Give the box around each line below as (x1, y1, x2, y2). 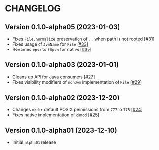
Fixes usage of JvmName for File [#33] (12, 41, 89, 47)
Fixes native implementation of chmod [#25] (12, 112, 100, 118)
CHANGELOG (5, 3, 61, 14)
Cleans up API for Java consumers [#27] (12, 74, 95, 80)
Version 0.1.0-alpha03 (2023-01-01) (5, 60, 119, 69)
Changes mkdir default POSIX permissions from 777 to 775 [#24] (12, 106, 143, 112)
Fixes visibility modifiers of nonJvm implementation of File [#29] (12, 79, 142, 85)
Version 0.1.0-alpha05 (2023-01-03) (5, 23, 120, 31)
